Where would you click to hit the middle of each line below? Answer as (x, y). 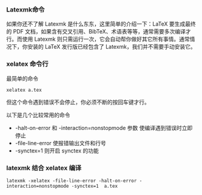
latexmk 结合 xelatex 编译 (44, 168)
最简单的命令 (22, 78)
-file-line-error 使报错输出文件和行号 (60, 143)
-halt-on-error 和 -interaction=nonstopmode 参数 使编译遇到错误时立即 (104, 128)
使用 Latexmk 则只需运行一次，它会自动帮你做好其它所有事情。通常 (106, 39)
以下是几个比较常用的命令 (38, 115)
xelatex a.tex (24, 90)
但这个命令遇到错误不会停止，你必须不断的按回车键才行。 (78, 102)
